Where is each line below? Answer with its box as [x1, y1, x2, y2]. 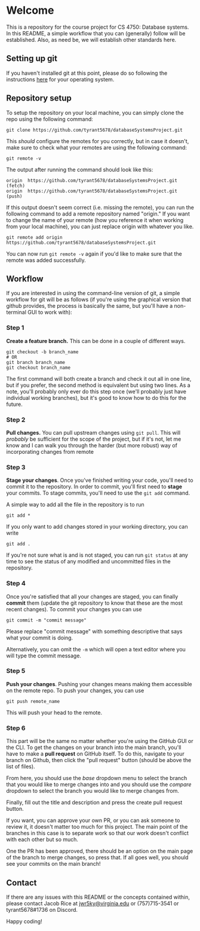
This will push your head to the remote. [6, 709, 103, 716]
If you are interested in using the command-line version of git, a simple [6, 290, 180, 297]
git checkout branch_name [6, 365, 70, 371]
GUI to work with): [27, 309, 73, 316]
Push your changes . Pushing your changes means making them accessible [6, 680, 192, 687]
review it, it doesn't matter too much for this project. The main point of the [6, 823, 188, 830]
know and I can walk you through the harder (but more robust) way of [6, 441, 178, 449]
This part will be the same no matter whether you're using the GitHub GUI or [6, 738, 193, 745]
